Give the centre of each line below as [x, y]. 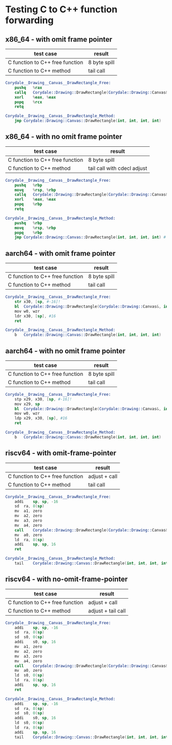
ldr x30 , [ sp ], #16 [35, 316]
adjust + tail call [107, 610]
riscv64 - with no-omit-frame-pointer [67, 579]
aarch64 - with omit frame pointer [61, 253]
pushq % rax [28, 88]
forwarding [29, 20]
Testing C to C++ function [61, 9]
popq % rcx [28, 102]
